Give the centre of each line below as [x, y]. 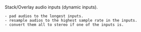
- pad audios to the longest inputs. [44, 16]
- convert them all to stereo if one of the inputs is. [64, 25]
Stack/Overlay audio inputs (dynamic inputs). [51, 7]
